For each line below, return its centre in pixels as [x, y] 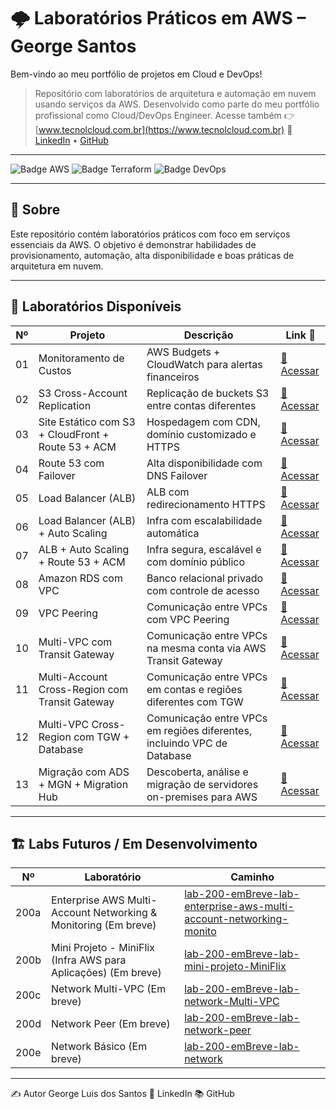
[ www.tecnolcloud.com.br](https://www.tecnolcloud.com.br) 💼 [163, 129]
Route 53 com [71, 463]
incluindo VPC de [187, 743]
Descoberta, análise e [197, 772]
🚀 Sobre [35, 210]
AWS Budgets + [183, 352]
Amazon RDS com [80, 578]
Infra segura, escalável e [204, 549]
